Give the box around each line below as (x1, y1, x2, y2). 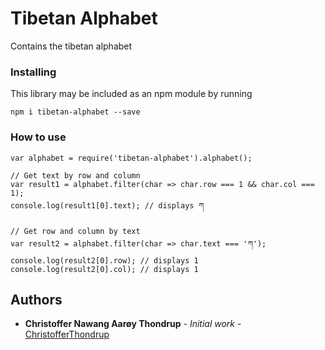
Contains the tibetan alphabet (10, 40, 133, 52)
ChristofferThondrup (24, 328, 110, 341)
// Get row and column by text (10, 226, 141, 236)
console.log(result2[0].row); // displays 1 (10, 255, 199, 266)
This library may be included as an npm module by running (10, 88, 253, 100)
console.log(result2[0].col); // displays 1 (10, 264, 199, 274)
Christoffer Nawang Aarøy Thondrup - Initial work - (24, 318, 242, 330)
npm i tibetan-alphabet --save (10, 107, 141, 117)
